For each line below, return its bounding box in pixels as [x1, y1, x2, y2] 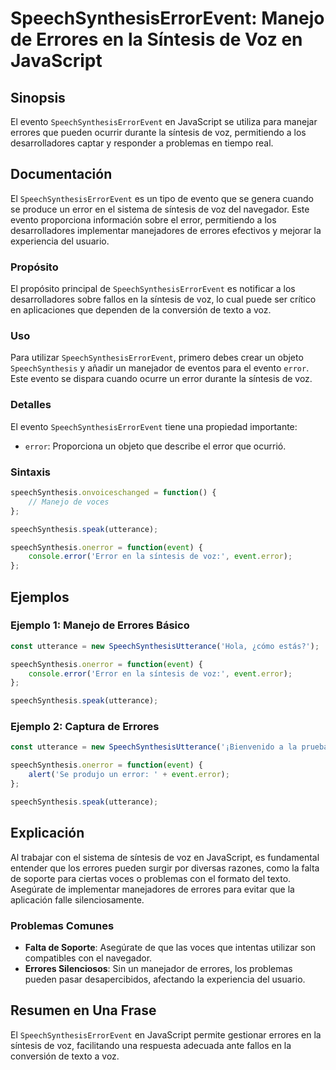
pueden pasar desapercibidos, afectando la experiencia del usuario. [24, 973, 306, 985]
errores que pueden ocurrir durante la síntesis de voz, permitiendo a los [10, 127, 307, 138]
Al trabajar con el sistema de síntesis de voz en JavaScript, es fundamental [10, 851, 320, 863]
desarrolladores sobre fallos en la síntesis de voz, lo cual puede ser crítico [10, 293, 317, 306]
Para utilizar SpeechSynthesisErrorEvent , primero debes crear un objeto [10, 352, 304, 364]
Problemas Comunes [10, 918, 115, 932]
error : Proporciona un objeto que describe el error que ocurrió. [24, 440, 287, 452]
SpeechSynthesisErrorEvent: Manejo [10, 7, 325, 30]
